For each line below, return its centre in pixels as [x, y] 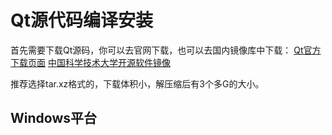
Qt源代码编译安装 [82, 20]
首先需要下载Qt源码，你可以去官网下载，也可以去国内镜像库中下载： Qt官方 [166, 50]
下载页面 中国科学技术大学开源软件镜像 [90, 62]
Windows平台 [53, 118]
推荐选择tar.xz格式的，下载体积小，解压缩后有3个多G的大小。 [137, 83]
